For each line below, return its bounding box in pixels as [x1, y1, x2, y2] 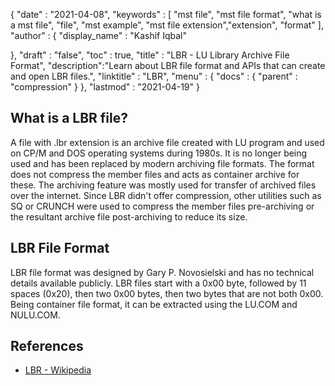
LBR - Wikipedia [24, 364, 92, 376]
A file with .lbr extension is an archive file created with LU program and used [10, 136, 325, 148]
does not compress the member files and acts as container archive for [10, 168, 300, 180]
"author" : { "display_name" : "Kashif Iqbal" [10, 30, 187, 41]
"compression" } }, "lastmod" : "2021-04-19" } [10, 81, 200, 93]
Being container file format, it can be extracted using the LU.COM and [10, 298, 298, 310]
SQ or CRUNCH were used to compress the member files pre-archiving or [10, 200, 315, 212]
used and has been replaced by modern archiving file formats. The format [10, 157, 315, 169]
